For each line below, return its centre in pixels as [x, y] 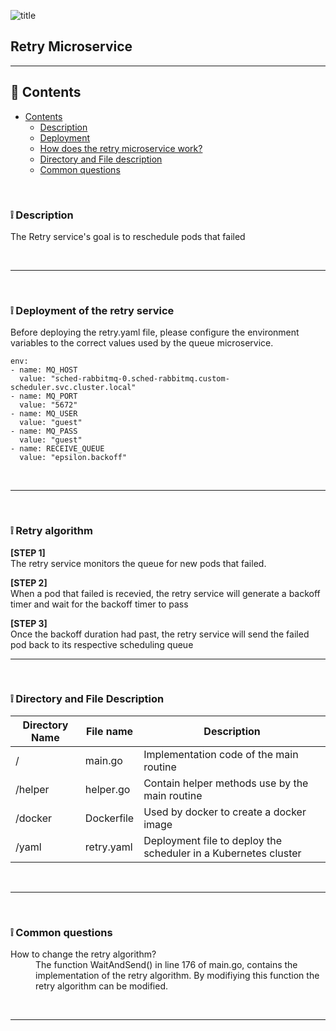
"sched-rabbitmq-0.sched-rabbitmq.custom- [140, 379]
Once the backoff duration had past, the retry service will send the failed [160, 634]
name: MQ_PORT [48, 396]
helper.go [107, 789]
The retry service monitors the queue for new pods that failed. [138, 563]
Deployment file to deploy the [212, 840]
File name [109, 731]
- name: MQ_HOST [44, 370]
